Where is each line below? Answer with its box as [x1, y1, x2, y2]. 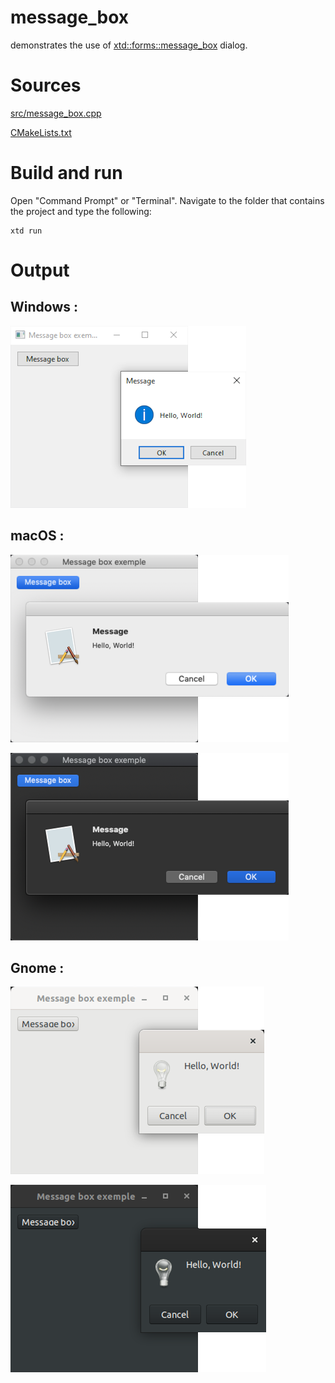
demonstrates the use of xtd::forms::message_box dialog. [10, 39, 248, 51]
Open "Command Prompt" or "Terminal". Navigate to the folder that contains [10, 194, 325, 206]
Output [10, 259, 70, 281]
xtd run [10, 226, 43, 236]
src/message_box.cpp [10, 107, 102, 119]
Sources [10, 74, 82, 97]
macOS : [10, 527, 65, 545]
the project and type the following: [10, 205, 152, 217]
